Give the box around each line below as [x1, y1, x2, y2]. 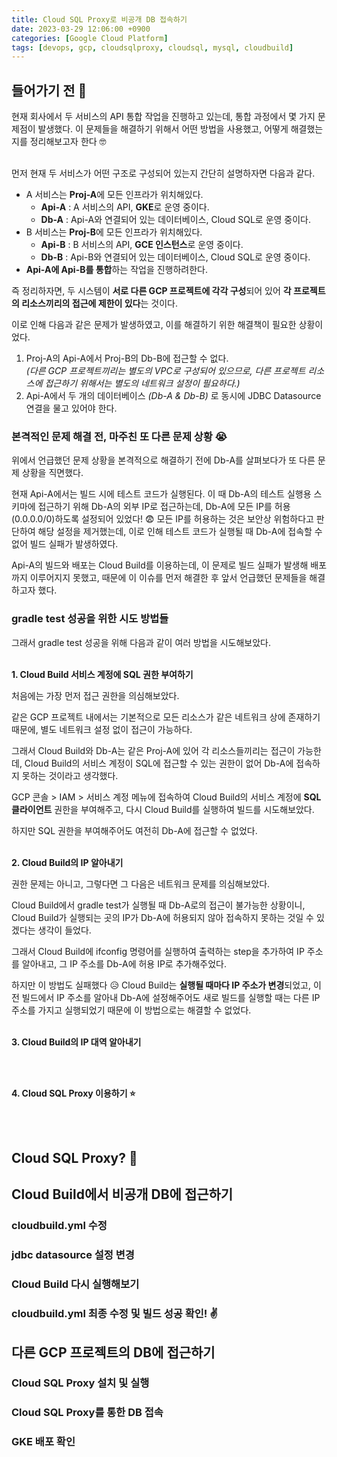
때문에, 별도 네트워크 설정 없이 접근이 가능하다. [11, 723, 193, 735]
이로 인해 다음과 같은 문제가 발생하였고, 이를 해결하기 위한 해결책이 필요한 [11, 319, 297, 331]
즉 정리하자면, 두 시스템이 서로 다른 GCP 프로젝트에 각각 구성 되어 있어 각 [11, 285, 292, 297]
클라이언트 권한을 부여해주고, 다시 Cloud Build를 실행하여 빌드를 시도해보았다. [11, 803, 315, 815]
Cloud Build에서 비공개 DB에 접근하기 [11, 1186, 234, 1203]
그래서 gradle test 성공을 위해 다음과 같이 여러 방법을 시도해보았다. [11, 636, 272, 648]
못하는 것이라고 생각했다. [21, 769, 119, 781]
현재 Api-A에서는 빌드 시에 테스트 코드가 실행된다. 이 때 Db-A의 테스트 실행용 [11, 488, 312, 500]
